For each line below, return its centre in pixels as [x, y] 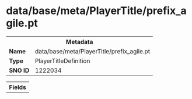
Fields [18, 87]
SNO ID [19, 70]
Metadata [80, 42]
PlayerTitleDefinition [62, 61]
